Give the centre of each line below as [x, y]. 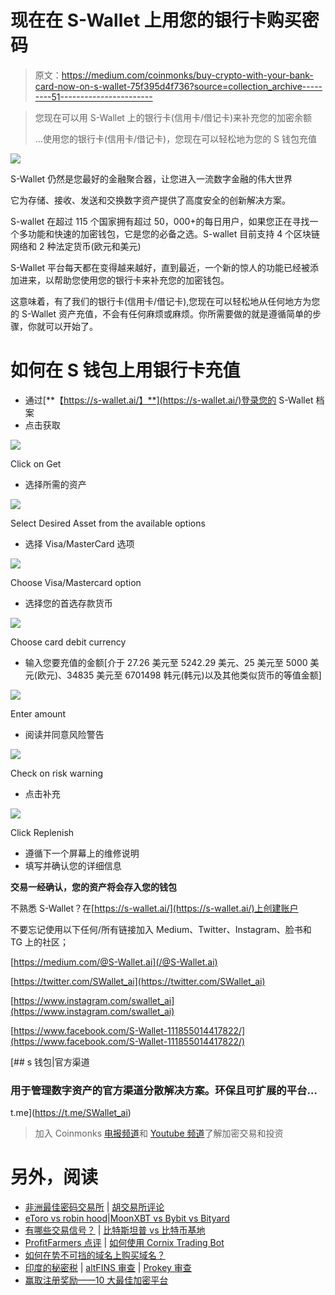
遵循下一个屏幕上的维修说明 [82, 853]
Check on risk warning [57, 773]
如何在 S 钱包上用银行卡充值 [125, 370]
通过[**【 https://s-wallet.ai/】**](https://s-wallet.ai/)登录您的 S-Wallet [169, 400]
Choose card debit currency [68, 642]
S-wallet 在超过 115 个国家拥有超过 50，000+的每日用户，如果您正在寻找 [160, 221]
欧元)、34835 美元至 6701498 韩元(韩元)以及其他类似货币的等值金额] [179, 675]
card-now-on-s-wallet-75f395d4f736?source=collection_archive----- [178, 86]
